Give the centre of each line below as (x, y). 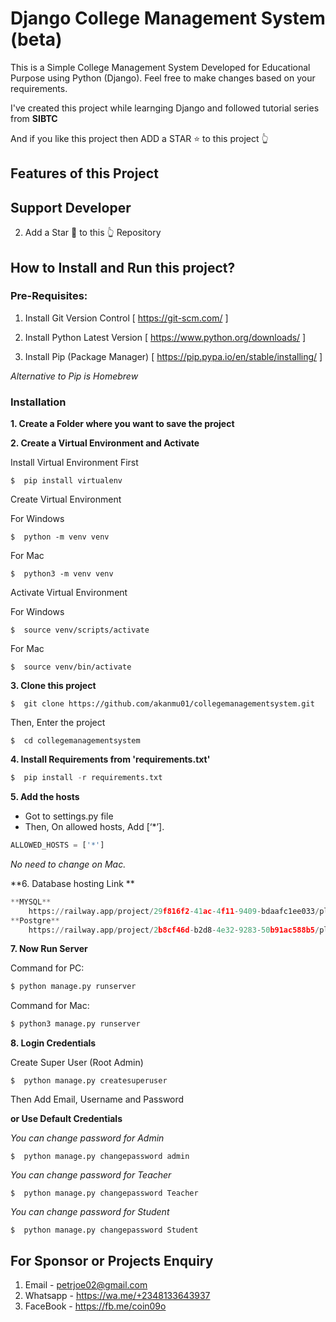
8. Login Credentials (53, 1043)
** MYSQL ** (31, 902)
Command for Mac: (50, 1006)
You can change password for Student (90, 1212)
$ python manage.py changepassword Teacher (104, 1193)
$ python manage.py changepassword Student (104, 1230)
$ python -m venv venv (60, 537)
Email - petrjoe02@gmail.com (86, 1284)
